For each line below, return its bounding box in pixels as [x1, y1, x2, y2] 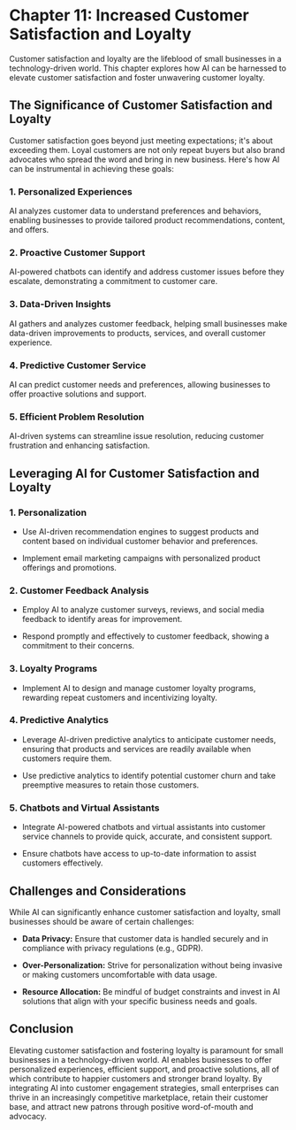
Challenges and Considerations [9, 883, 186, 898]
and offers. [9, 225, 49, 235]
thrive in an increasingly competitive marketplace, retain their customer [9, 1092, 269, 1103]
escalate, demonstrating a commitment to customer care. [9, 276, 218, 287]
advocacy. [9, 1111, 47, 1121]
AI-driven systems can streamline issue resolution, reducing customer [9, 431, 265, 442]
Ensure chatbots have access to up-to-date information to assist [21, 849, 257, 859]
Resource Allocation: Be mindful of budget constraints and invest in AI [21, 986, 281, 996]
